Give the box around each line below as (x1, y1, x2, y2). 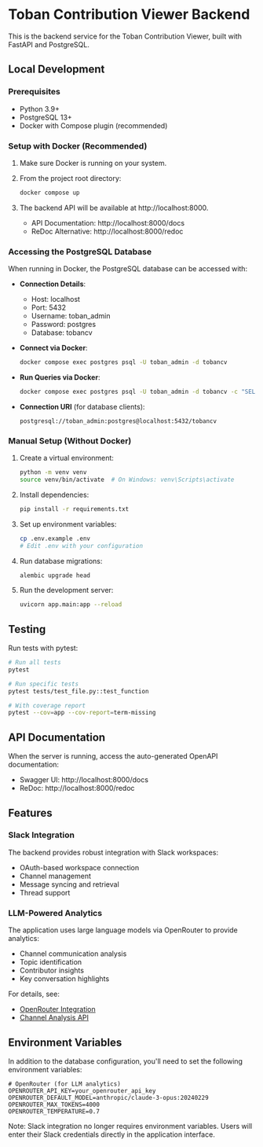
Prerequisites (8, 86, 60, 97)
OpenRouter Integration (19, 1005, 96, 1014)
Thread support (19, 888, 71, 897)
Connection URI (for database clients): (19, 402, 145, 411)
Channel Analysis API (19, 1013, 89, 1023)
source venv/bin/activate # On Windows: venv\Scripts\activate (19, 476, 235, 484)
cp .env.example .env (19, 535, 90, 542)
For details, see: (8, 989, 60, 999)
